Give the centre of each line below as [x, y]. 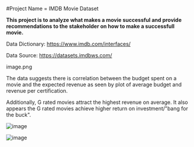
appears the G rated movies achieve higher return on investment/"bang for [97, 108]
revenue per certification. [37, 91]
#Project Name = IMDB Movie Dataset [52, 9]
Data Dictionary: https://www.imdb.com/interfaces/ [69, 44]
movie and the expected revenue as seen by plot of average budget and [94, 84]
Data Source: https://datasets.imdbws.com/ [59, 55]
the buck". [19, 115]
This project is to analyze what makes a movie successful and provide [94, 20]
